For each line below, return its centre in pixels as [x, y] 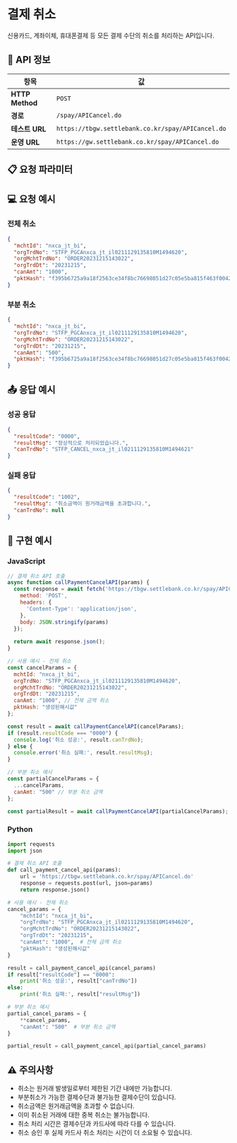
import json [25, 851]
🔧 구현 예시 [30, 541]
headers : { [36, 602]
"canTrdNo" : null [39, 510]
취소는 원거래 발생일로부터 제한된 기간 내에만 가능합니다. [95, 1089]
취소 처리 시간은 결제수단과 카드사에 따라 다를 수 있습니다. [97, 1124]
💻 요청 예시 [31, 199]
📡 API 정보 [29, 60]
